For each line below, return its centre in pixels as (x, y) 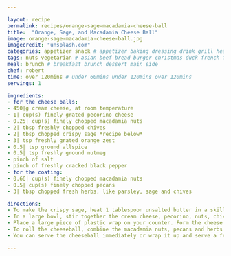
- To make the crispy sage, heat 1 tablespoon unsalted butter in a (107, 210)
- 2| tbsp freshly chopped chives (57, 128)
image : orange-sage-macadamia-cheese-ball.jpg (75, 38)
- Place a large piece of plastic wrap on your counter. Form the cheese (115, 223)
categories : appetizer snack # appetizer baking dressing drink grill (110, 51)
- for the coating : (35, 172)
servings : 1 (24, 83)
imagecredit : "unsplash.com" (49, 45)
